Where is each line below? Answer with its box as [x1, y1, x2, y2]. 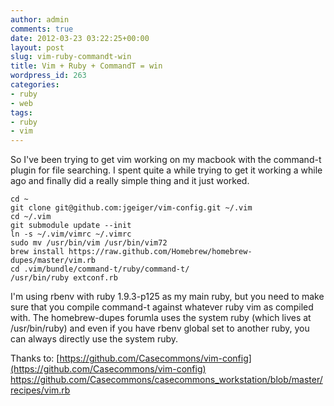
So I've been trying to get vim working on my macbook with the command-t [10, 154, 322, 166]
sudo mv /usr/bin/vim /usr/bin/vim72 [10, 238, 168, 248]
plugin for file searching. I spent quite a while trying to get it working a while [10, 164, 323, 176]
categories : [10, 80, 60, 90]
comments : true [10, 24, 74, 34]
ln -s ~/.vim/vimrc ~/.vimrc [10, 229, 132, 240]
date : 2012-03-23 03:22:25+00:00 [10, 33, 150, 43]
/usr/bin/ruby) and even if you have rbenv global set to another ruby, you [10, 322, 310, 335]
